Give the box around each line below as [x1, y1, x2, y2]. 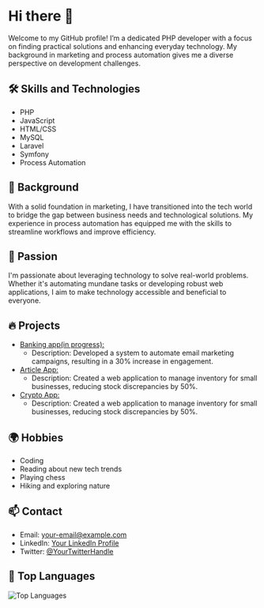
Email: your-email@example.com [19, 530, 127, 539]
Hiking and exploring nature [19, 481, 111, 490]
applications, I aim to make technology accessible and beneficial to [8, 288, 227, 297]
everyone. [8, 296, 41, 305]
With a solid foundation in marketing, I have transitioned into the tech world [8, 202, 253, 211]
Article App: [19, 365, 59, 375]
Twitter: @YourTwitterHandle [19, 546, 114, 556]
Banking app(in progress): [19, 340, 105, 349]
